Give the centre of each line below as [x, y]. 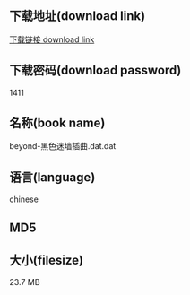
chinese [24, 199]
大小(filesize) [46, 260]
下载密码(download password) [95, 70]
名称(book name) [57, 123]
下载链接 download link [52, 39]
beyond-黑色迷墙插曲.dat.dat [63, 146]
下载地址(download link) [78, 16]
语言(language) [52, 177]
